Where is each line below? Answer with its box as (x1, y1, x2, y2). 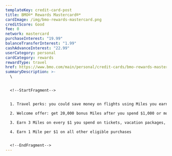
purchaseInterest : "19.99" (5, 36, 63, 41)
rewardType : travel (5, 60, 47, 65)
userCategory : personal (5, 50, 56, 55)
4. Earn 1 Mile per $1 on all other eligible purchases (10, 129, 132, 135)
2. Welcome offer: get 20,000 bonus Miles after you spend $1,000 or (10, 110, 161, 116)
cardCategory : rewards (5, 55, 54, 60)
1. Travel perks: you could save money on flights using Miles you (10, 101, 157, 106)
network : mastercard (5, 31, 50, 36)
